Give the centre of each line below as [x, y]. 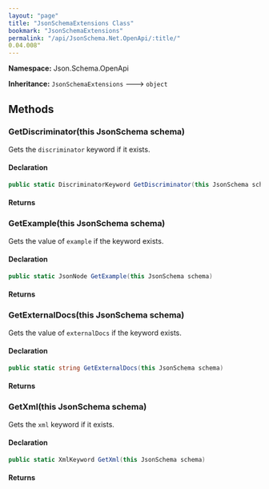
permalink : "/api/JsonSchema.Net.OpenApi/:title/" [94, 38]
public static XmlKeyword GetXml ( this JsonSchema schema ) [107, 459]
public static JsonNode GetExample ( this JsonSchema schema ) [111, 276]
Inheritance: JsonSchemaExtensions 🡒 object [88, 84]
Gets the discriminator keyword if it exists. [79, 149]
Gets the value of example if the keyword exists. [86, 240]
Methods [31, 109]
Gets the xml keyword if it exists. [61, 424]
